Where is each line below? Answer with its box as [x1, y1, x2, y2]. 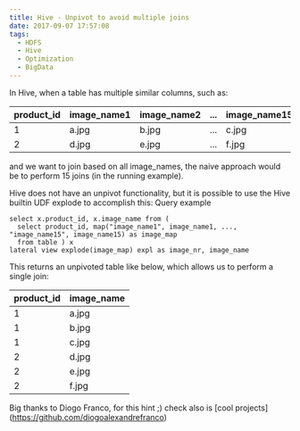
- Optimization [17, 54, 74, 63]
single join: [9, 270, 49, 281]
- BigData [17, 63, 54, 72]
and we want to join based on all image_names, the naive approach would [9, 161, 281, 171]
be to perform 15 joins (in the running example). [9, 170, 184, 181]
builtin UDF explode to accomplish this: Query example [9, 197, 212, 208]
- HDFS [17, 37, 42, 47]
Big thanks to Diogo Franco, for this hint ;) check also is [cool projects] [9, 402, 269, 413]
